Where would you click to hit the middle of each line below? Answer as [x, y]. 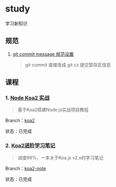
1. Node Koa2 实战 [27, 98]
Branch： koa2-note [26, 168]
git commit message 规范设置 [43, 54]
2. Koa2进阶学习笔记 [30, 146]
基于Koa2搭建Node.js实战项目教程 [53, 110]
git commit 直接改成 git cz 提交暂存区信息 [68, 65]
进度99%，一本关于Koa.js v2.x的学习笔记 [60, 158]
